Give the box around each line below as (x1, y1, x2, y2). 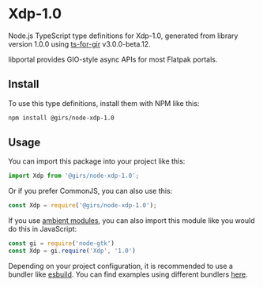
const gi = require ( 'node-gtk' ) (8, 240, 115, 247)
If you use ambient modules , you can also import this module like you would (8, 216, 255, 225)
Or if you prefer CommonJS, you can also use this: (8, 187, 173, 196)
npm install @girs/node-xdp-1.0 (8, 114, 115, 122)
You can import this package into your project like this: (8, 157, 186, 166)
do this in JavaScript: (8, 225, 77, 234)
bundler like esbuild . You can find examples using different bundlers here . (8, 270, 249, 279)
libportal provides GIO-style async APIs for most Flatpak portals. (8, 55, 218, 64)
